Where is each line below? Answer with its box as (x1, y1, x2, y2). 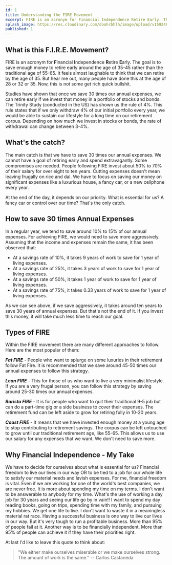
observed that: (5, 244, 36, 251)
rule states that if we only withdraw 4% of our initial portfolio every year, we (5, 107, 165, 113)
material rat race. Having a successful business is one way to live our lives (5, 513, 162, 519)
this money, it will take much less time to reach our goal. (5, 313, 124, 319)
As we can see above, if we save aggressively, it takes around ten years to (5, 302, 162, 309)
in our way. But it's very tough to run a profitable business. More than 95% (5, 518, 163, 525)
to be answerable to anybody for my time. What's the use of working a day (5, 491, 163, 497)
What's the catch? (5, 138, 66, 147)
